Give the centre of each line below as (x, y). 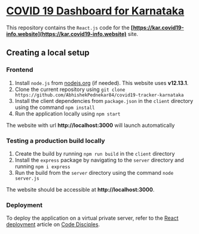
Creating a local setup (48, 53)
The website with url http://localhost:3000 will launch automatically (91, 125)
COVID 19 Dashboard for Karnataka (95, 11)
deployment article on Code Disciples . (53, 224)
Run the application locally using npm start (68, 113)
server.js (27, 178)
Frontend (20, 70)
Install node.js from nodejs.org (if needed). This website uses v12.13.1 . (102, 83)
